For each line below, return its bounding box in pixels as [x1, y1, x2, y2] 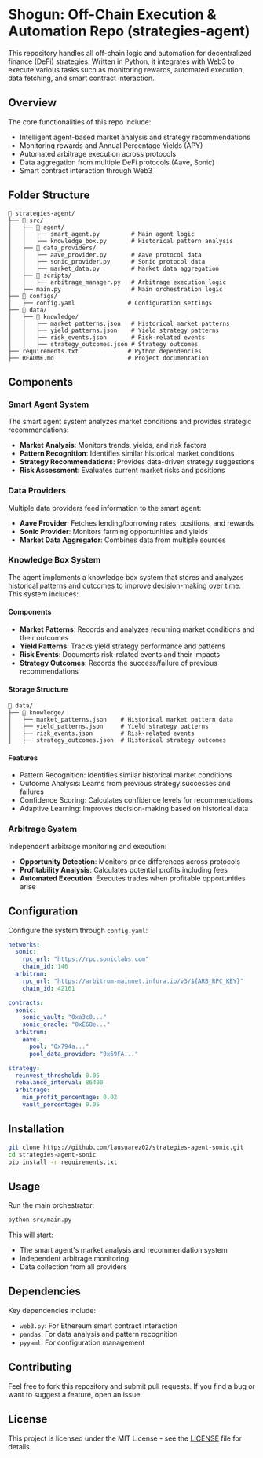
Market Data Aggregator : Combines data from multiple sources [19, 535, 226, 544]
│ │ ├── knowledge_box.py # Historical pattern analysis [8, 237, 234, 245]
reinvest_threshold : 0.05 [15, 1072, 100, 1080]
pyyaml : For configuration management [19, 1338, 145, 1347]
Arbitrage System [8, 824, 77, 835]
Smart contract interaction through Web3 [19, 165, 153, 175]
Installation [8, 1123, 64, 1136]
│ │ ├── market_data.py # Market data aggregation [8, 264, 220, 272]
